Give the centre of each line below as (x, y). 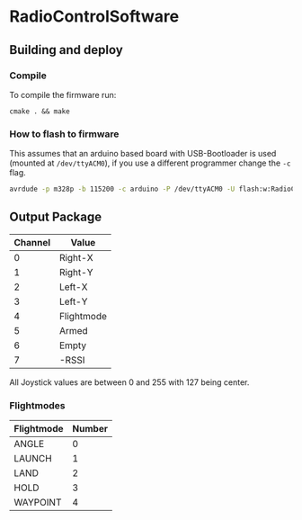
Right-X (76, 257)
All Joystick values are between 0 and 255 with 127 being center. (129, 382)
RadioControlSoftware (94, 17)
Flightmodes (37, 405)
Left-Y (73, 301)
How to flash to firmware (64, 134)
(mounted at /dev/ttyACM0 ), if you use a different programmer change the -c (150, 163)
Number (90, 429)
